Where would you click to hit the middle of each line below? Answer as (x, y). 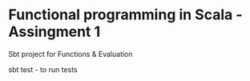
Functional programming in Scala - (125, 15)
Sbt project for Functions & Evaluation (71, 54)
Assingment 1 (54, 32)
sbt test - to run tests (43, 69)
